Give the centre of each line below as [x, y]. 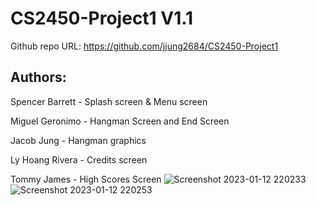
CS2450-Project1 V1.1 [102, 18]
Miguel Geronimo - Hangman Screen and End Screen [120, 121]
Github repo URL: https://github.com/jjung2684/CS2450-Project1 [144, 46]
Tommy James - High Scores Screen [86, 179]
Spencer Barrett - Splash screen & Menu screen [109, 101]
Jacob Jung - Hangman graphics [78, 140]
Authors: [38, 77]
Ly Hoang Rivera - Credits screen [79, 159]
